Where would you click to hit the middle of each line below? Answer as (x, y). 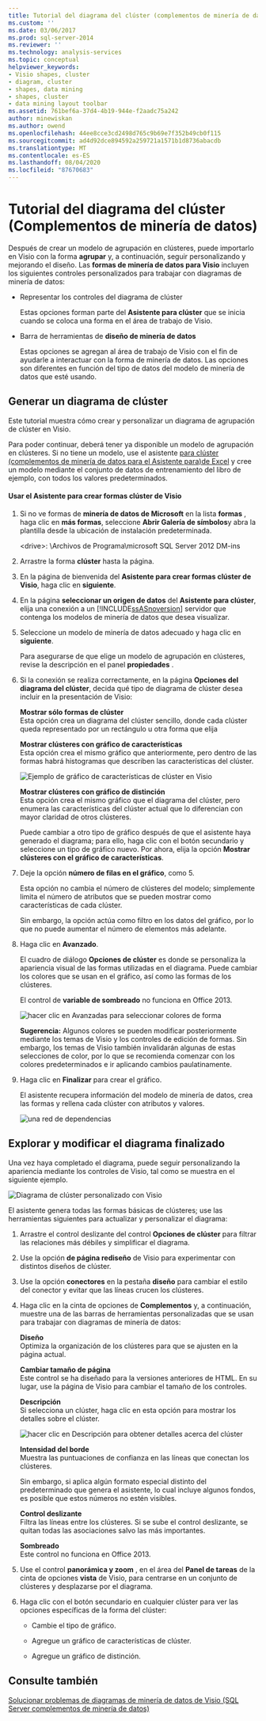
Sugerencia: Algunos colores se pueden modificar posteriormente (128, 1031)
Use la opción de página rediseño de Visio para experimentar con (127, 1258)
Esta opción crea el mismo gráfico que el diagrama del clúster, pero (130, 800)
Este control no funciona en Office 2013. (85, 1554)
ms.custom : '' (32, 23)
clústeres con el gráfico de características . (91, 857)
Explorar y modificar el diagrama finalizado (117, 1144)
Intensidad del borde (54, 1449)
